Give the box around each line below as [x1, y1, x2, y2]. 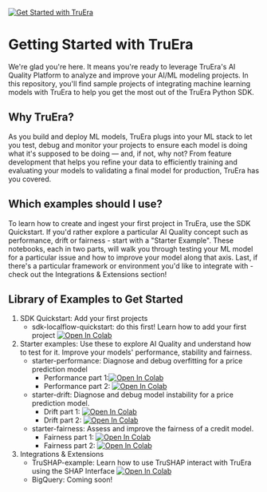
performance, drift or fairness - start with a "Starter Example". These [8, 236, 234, 245]
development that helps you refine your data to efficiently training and [8, 157, 238, 167]
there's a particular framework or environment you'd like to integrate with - [8, 260, 253, 271]
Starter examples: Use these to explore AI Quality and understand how [19, 339, 252, 349]
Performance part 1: [43, 373, 109, 383]
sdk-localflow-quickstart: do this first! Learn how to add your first [31, 322, 247, 331]
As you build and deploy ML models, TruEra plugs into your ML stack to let [8, 132, 253, 141]
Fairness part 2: [43, 441, 96, 450]
